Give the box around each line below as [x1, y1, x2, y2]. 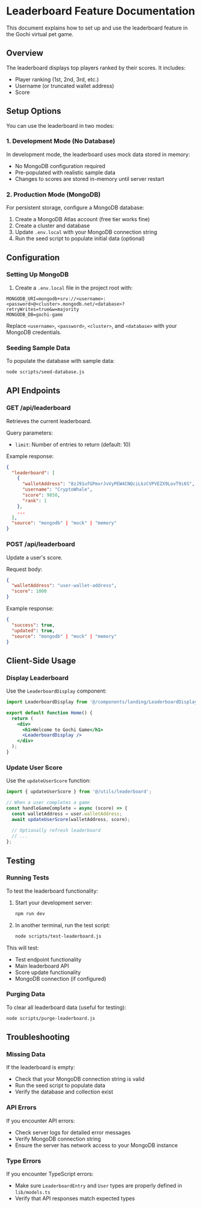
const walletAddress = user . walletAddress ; [11, 811, 122, 817]
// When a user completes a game [6, 800, 90, 806]
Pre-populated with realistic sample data [14, 169, 116, 176]
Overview [6, 48, 44, 58]
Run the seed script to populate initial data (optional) [14, 235, 145, 242]
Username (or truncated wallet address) [14, 82, 114, 89]
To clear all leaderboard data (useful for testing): [6, 1004, 126, 1011]
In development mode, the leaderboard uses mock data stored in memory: [6, 151, 191, 158]
